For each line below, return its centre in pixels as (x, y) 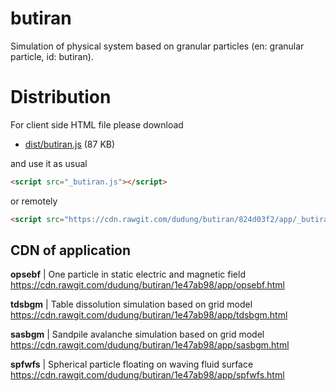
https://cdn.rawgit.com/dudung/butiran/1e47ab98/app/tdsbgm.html (149, 315)
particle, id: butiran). (52, 56)
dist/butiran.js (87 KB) (70, 144)
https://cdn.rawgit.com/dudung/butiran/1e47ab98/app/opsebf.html (147, 285)
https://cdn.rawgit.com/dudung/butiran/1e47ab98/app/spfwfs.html (147, 375)
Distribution (61, 97)
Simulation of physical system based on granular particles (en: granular (157, 46)
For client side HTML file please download (97, 124)
